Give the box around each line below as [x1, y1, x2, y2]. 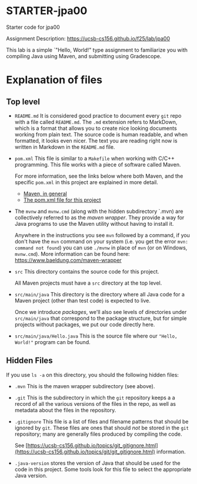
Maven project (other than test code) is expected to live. [14, 297, 151, 304]
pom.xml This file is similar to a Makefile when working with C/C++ [14, 155, 175, 162]
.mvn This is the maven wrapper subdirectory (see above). [14, 382, 155, 389]
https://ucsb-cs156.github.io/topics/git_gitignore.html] [27, 442, 158, 449]
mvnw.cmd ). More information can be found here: [14, 250, 131, 257]
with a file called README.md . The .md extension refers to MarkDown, [14, 118, 178, 125]
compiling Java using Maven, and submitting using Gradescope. [6, 52, 162, 59]
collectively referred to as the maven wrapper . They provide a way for [14, 213, 185, 221]
